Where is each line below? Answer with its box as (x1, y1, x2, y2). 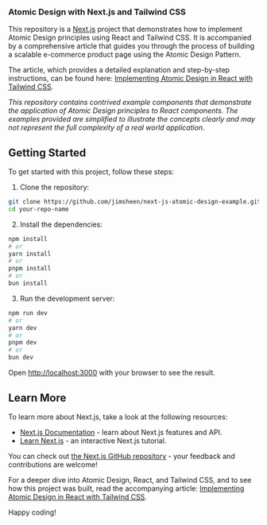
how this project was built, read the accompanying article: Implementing (8, 484, 245, 493)
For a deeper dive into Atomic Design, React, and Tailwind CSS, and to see (8, 475, 252, 484)
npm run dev (8, 309, 48, 317)
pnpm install (8, 265, 52, 273)
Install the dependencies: (19, 220, 103, 229)
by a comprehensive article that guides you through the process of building (8, 41, 255, 51)
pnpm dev (8, 339, 37, 347)
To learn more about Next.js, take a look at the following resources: (8, 412, 228, 422)
